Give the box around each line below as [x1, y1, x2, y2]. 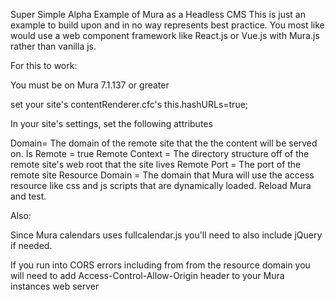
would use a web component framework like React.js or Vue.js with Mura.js [10, 30, 320, 41]
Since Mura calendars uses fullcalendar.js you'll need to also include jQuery [10, 229, 323, 241]
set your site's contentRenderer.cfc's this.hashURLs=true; [10, 99, 249, 110]
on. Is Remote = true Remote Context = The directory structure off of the [10, 148, 310, 159]
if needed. [10, 240, 53, 251]
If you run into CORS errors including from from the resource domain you [10, 259, 311, 271]
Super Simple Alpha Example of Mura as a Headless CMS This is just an [10, 9, 307, 20]
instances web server [10, 280, 100, 292]
